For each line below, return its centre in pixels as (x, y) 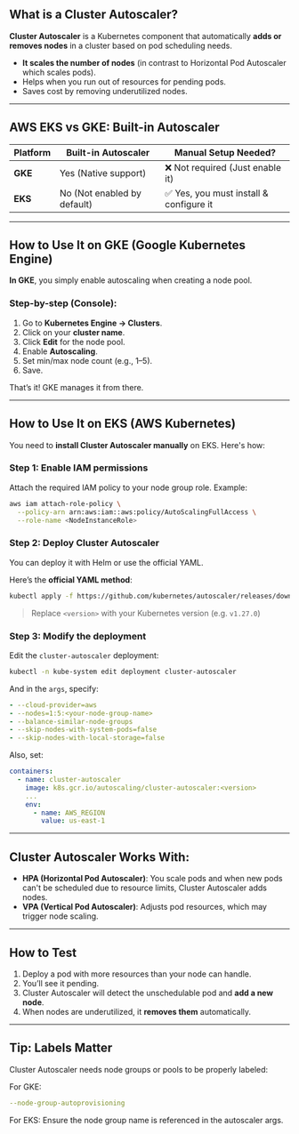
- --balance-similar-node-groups (71, 721)
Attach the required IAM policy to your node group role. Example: (128, 487)
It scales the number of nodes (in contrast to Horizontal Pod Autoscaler (154, 62)
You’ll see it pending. (61, 983)
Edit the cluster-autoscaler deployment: (84, 655)
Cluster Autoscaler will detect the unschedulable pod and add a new (148, 993)
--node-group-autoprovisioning (67, 1103)
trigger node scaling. (61, 916)
